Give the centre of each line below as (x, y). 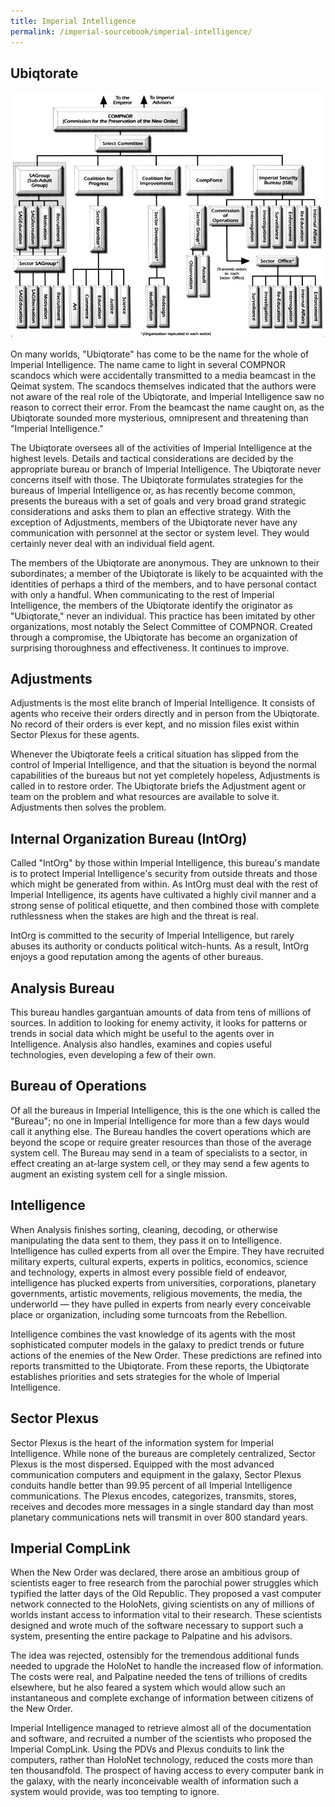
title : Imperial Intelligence (73, 21)
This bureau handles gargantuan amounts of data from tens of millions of (161, 1012)
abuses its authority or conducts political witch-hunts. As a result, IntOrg (159, 946)
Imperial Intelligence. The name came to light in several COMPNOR (148, 364)
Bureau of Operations (78, 1086)
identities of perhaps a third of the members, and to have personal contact (163, 584)
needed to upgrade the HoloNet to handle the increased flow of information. (167, 1666)
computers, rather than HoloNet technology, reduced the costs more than (162, 1760)
